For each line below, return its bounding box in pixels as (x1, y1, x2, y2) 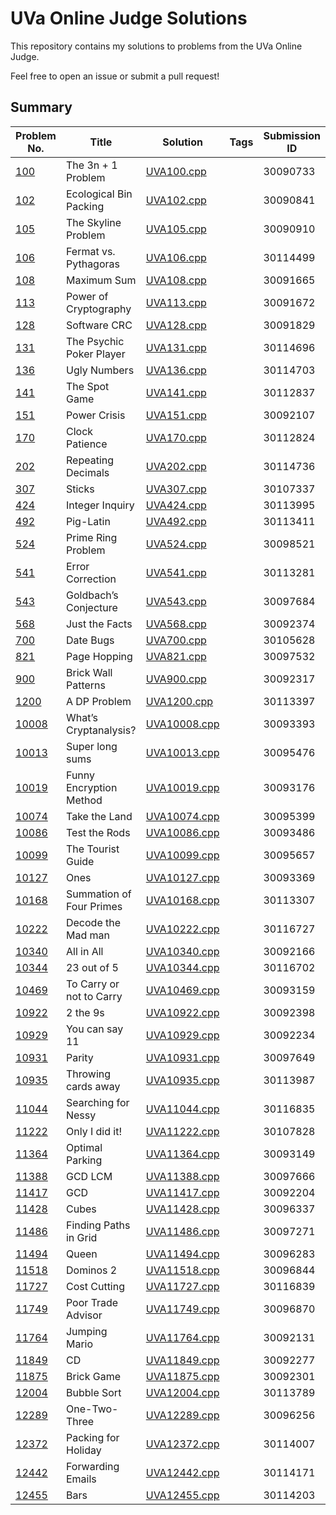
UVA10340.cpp (145, 944, 220, 958)
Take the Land (65, 809, 133, 823)
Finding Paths (65, 1218, 131, 1232)
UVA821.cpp (145, 649, 207, 663)
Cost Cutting (65, 1279, 125, 1293)
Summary (10, 99, 73, 116)
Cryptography (65, 302, 132, 316)
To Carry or (65, 977, 120, 991)
